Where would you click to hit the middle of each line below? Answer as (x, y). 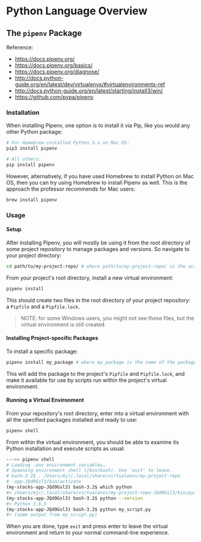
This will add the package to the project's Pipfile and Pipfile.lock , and (96, 373)
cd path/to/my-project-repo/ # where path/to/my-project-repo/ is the (96, 266)
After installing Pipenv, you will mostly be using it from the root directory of (98, 243)
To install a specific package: (42, 351)
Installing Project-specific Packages (52, 338)
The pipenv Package (44, 33)
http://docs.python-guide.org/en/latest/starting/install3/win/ (89, 91)
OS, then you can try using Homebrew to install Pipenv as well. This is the (97, 182)
